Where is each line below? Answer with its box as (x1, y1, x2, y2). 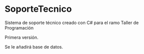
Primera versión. (4, 34, 38, 40)
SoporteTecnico (4, 3, 72, 15)
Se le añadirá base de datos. (4, 44, 63, 50)
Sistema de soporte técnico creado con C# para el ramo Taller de (4, 20, 139, 26)
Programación (4, 25, 34, 30)
